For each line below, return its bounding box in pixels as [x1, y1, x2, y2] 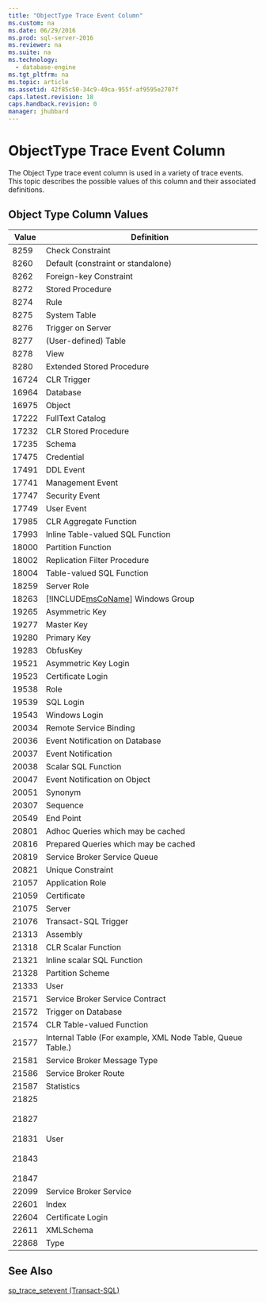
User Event [45, 503, 87, 514]
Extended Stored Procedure [45, 360, 150, 372]
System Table [45, 309, 97, 320]
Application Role [45, 877, 107, 888]
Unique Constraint [45, 864, 113, 875]
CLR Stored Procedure [45, 426, 129, 437]
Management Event [45, 477, 119, 488]
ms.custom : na [8, 19, 55, 27]
